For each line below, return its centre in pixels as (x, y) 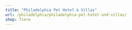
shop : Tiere (18, 19)
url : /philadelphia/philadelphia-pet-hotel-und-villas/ (66, 15)
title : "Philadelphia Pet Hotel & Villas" (51, 10)
